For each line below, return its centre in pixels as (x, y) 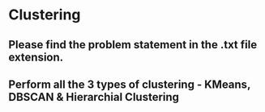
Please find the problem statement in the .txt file (133, 45)
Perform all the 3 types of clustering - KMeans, (130, 84)
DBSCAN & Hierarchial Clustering (94, 97)
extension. (36, 57)
